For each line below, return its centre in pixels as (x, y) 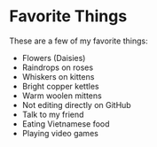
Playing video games (60, 133)
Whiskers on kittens (58, 76)
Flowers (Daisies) (54, 58)
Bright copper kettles (60, 86)
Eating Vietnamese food (66, 124)
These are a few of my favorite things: (78, 41)
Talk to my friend (53, 114)
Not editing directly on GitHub (76, 104)
